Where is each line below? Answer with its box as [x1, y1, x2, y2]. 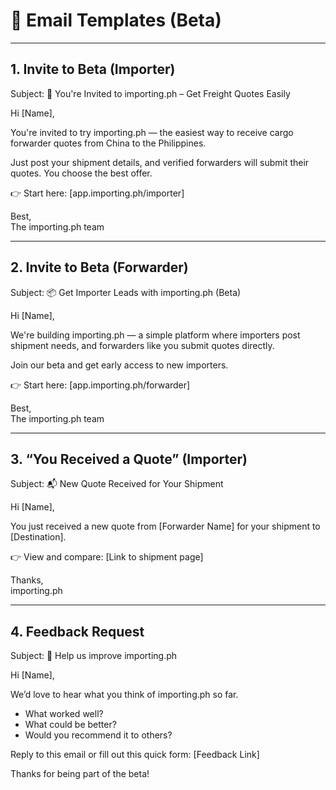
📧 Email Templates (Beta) [10, 9, 222, 32]
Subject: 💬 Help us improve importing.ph [10, 650, 178, 662]
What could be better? [24, 719, 117, 731]
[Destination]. [10, 531, 67, 543]
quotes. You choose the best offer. [10, 167, 153, 179]
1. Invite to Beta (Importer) [10, 61, 176, 78]
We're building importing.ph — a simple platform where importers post [10, 329, 301, 341]
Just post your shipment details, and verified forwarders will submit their [10, 156, 310, 168]
